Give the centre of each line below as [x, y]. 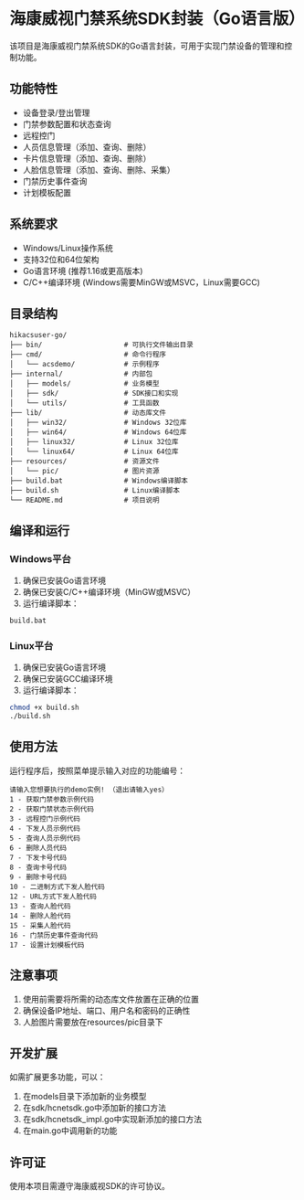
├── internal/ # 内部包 [81, 374]
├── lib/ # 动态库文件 [88, 413]
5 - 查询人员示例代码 [45, 838]
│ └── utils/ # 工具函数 [84, 403]
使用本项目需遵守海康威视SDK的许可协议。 [90, 1186]
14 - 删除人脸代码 [40, 916]
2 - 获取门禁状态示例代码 [52, 809]
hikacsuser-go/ [38, 335]
